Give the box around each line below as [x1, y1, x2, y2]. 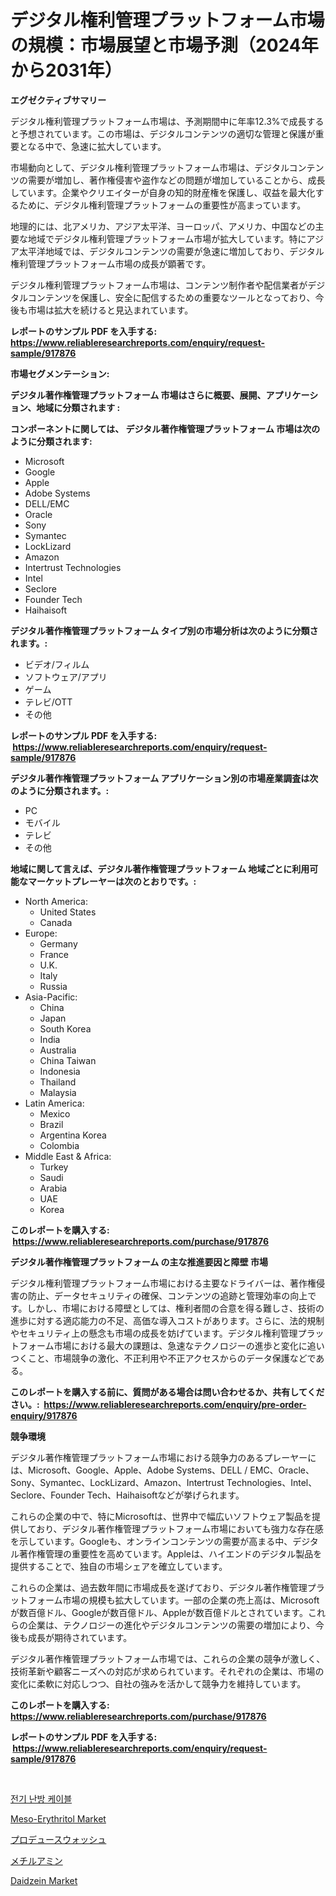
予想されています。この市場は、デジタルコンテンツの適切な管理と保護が [18, 127, 316, 140]
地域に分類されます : [36, 401, 121, 413]
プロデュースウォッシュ [10, 1833, 107, 1845]
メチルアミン [10, 1854, 63, 1866]
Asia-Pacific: [24, 991, 78, 1003]
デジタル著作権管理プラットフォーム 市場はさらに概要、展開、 [10, 389, 267, 401]
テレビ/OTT [24, 696, 73, 708]
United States [39, 906, 97, 918]
